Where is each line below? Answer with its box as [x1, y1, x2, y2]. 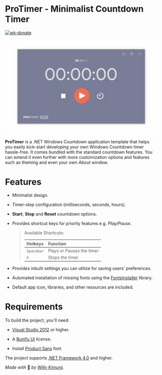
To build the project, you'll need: [5, 317, 69, 323]
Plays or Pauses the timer [48, 248, 99, 254]
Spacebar [26, 249, 44, 254]
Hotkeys [26, 240, 44, 246]
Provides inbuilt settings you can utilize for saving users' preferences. [12, 265, 152, 271]
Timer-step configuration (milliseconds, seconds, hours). [12, 202, 126, 207]
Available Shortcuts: [24, 230, 65, 236]
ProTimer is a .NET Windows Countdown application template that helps [5, 138, 149, 144]
